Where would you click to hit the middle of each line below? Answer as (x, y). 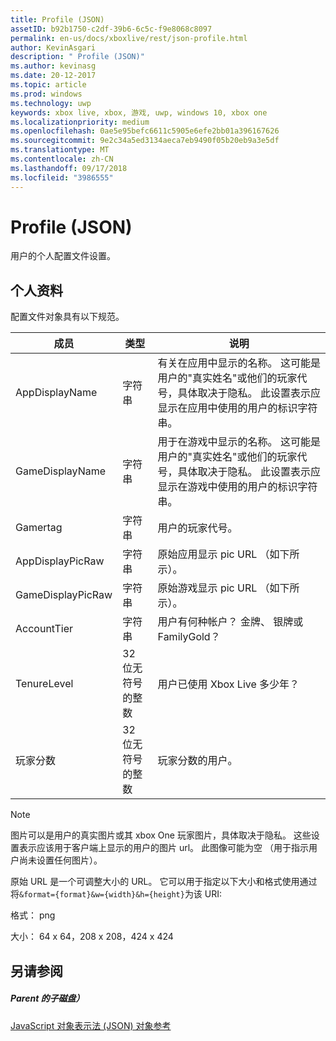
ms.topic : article (48, 85)
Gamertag (39, 528)
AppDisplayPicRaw (60, 561)
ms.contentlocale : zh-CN (62, 159)
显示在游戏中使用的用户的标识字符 (237, 487)
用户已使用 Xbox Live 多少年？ (228, 684)
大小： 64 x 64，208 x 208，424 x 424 (92, 937)
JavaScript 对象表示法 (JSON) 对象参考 (91, 1025)
